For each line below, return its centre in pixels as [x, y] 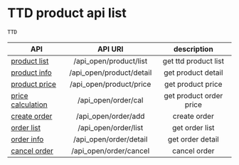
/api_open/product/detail [110, 73]
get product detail [193, 73]
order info [27, 139]
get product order [193, 95]
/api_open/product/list [111, 60]
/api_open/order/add [110, 116]
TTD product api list [67, 13]
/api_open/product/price [111, 84]
